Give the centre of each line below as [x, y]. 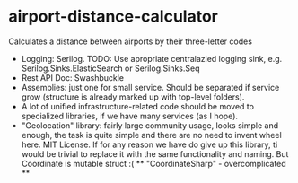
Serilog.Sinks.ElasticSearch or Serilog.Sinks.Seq [110, 68]
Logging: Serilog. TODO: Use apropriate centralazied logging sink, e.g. [152, 58]
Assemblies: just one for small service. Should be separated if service [150, 87]
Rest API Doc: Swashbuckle [73, 77]
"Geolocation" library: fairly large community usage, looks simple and [150, 125]
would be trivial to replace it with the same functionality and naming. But [155, 153]
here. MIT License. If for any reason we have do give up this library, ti [149, 144]
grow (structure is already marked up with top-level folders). [133, 97]
